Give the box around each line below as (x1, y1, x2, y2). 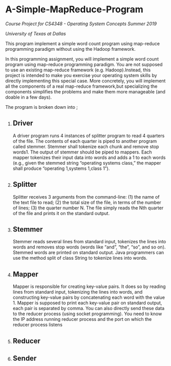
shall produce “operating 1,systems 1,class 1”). (12, 165, 110, 171)
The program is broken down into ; (5, 104, 78, 110)
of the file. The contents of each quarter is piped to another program (12, 138, 157, 144)
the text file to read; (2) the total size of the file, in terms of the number (12, 199, 162, 205)
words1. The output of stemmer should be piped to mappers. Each (12, 149, 152, 155)
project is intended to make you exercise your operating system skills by (5, 72, 157, 78)
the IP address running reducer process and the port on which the (12, 316, 152, 322)
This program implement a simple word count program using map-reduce (5, 40, 160, 47)
